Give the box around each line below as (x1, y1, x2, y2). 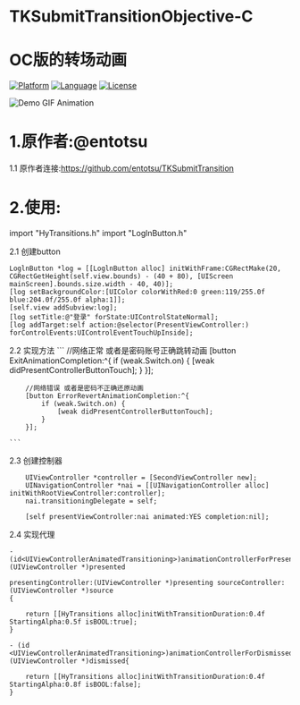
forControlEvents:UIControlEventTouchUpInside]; (9, 328, 194, 337)
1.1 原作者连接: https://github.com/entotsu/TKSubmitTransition (9, 163, 235, 174)
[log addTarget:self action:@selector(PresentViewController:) (9, 320, 250, 329)
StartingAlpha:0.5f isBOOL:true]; (9, 617, 138, 626)
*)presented (80, 563, 126, 572)
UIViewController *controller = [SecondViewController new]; (25, 473, 257, 482)
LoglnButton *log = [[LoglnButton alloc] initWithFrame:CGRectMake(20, (9, 264, 281, 273)
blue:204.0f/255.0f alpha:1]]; (9, 295, 126, 304)
